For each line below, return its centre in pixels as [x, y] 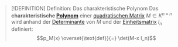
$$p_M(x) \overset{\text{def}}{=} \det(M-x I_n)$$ [96, 38]
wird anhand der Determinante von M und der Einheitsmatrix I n [86, 22]
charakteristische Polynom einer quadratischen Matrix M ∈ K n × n [91, 15]
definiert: [22, 29]
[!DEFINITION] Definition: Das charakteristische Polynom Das [85, 8]
